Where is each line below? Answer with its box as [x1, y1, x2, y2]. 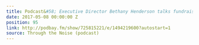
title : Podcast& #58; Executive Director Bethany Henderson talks [6, 8, 171, 15]
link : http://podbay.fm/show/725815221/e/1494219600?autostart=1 [6, 25, 171, 31]
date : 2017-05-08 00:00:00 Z [6, 14, 78, 20]
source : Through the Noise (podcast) [6, 30, 99, 36]
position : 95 [6, 19, 38, 25]
